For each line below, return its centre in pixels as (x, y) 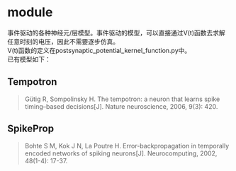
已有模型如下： (29, 59)
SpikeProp (31, 129)
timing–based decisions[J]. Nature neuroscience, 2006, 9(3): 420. (121, 106)
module (30, 12)
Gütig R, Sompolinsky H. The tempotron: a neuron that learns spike (122, 99)
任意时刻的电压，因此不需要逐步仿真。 (63, 41)
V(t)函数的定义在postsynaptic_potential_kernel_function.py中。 (99, 50)
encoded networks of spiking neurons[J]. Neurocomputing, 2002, (121, 153)
